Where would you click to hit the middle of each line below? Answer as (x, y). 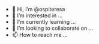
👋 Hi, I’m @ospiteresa (38, 9)
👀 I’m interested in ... (37, 15)
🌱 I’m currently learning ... (44, 22)
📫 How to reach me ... (40, 35)
